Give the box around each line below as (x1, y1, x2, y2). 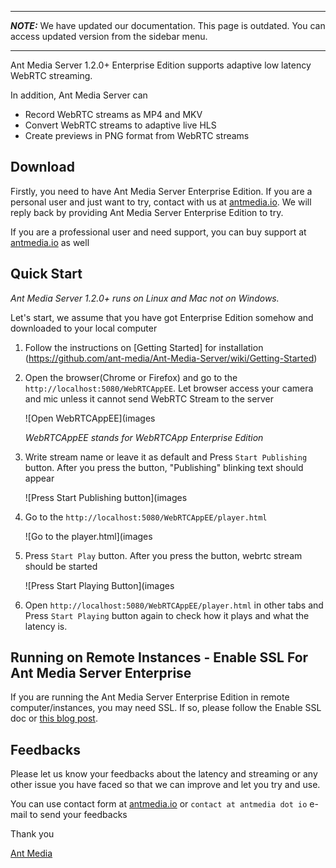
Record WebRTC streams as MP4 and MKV (24, 109, 203, 120)
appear (24, 472, 55, 484)
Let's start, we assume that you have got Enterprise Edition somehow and (10, 311, 314, 323)
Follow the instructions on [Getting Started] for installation (24, 341, 264, 353)
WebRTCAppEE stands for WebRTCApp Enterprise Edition (24, 431, 264, 443)
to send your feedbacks (29, 809, 128, 821)
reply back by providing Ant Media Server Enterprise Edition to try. (10, 206, 284, 218)
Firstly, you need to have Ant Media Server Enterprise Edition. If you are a (10, 185, 313, 197)
